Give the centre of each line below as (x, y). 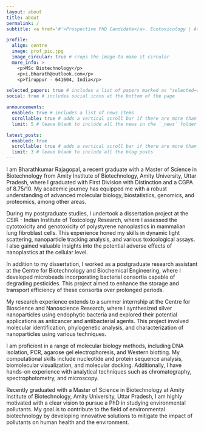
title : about (23, 18)
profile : (17, 40)
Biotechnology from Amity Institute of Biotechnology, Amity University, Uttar (101, 176)
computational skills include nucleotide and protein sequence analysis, (95, 359)
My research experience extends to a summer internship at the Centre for (98, 301)
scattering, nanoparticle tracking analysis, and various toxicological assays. (101, 239)
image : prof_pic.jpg (38, 51)
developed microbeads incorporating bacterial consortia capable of (91, 277)
